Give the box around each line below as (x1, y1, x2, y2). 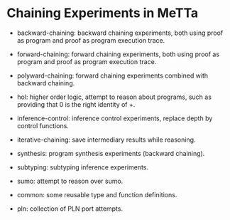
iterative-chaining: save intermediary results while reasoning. (16, 135, 196, 144)
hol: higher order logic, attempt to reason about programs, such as (16, 93, 212, 101)
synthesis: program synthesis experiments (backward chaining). (16, 149, 205, 157)
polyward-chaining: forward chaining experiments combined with (16, 71, 209, 80)
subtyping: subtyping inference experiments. (16, 162, 149, 172)
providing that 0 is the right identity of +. (16, 100, 136, 108)
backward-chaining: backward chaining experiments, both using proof (16, 28, 224, 37)
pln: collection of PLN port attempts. (16, 204, 124, 213)
